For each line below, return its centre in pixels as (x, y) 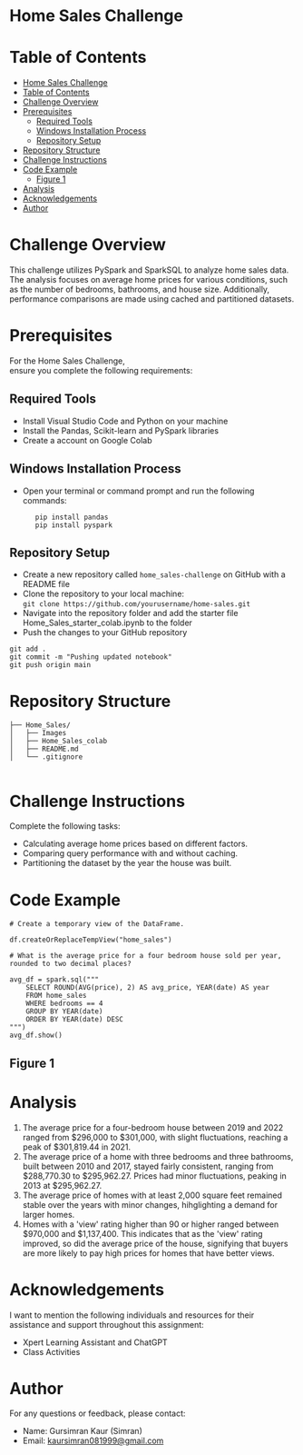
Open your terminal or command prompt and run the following (138, 491)
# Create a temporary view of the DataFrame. (97, 924)
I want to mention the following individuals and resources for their (132, 1315)
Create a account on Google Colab (87, 440)
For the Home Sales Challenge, (67, 361)
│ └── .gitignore (46, 757)
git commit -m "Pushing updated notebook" (91, 657)
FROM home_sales (57, 996)
